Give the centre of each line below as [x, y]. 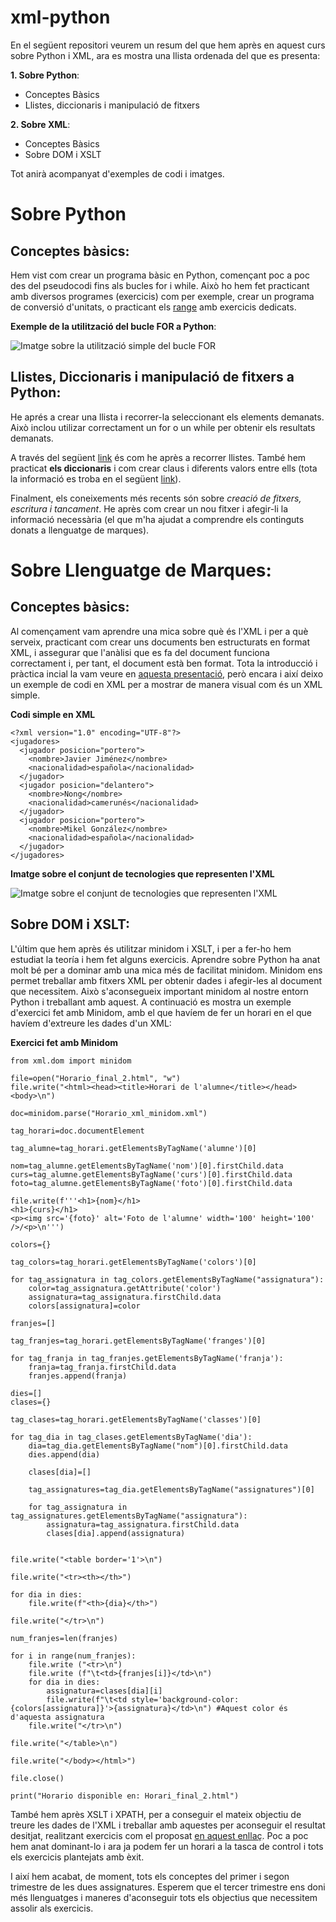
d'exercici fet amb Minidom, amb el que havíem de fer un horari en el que [161, 1012]
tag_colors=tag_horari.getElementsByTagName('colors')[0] [133, 1262]
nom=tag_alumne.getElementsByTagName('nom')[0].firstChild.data [147, 1166]
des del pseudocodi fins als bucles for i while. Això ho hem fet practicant [160, 285]
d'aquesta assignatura [57, 1717]
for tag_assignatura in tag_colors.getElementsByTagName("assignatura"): [167, 1279]
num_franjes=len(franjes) [64, 1638]
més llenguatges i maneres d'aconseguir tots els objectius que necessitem [164, 1897]
